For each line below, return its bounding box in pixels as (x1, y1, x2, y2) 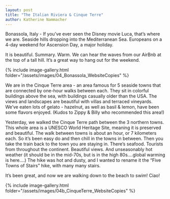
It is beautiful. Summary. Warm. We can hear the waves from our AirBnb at (5, 52, 161, 58)
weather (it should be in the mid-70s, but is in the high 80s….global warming (5, 152, 165, 158)
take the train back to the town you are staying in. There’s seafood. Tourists (5, 141, 163, 147)
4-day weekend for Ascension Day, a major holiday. (5, 42, 114, 48)
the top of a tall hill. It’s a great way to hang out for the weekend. (5, 57, 140, 63)
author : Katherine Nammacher (5, 17, 67, 22)
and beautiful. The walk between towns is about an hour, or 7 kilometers (5, 130, 157, 136)
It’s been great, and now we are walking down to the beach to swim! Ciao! (5, 172, 160, 179)
